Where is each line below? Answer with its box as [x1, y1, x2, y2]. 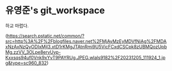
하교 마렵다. [5, 22, 29, 29]
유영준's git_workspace [5, 5, 105, 16]
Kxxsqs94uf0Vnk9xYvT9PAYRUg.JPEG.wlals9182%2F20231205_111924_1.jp [5, 54, 166, 60]
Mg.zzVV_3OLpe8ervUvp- [5, 49, 61, 55]
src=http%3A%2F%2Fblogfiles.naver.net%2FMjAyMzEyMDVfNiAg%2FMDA [5, 38, 167, 44]
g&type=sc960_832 [5, 60, 47, 66]
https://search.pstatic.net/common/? [7, 33, 85, 39]
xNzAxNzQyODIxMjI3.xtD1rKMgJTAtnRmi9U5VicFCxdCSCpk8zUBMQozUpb [5, 43, 167, 50]
